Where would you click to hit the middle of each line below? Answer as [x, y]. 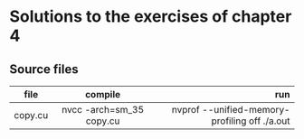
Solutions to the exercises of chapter [151, 17]
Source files [44, 69]
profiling [229, 121]
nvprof [186, 110]
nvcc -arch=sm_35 [103, 110]
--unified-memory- [246, 110]
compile [103, 94]
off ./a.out [269, 121]
